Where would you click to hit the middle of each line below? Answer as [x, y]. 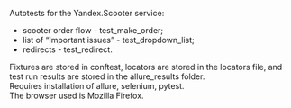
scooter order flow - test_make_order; [93, 30]
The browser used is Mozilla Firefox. [77, 95]
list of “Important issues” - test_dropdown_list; [109, 40]
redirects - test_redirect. [67, 49]
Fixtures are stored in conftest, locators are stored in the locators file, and [146, 67]
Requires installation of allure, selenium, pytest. [97, 86]
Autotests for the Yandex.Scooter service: [87, 13]
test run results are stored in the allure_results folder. [107, 76]
